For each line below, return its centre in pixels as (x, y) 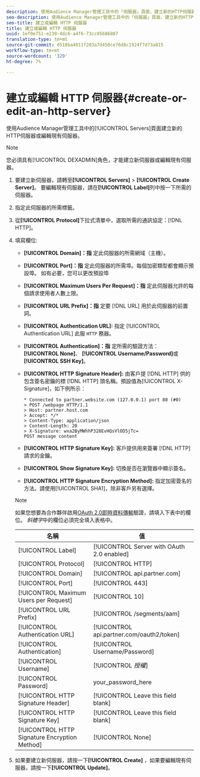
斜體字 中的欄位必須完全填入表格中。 (71, 520)
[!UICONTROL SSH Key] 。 (56, 361)
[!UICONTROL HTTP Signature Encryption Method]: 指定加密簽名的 (108, 481)
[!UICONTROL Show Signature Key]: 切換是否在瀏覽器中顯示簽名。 (106, 468)
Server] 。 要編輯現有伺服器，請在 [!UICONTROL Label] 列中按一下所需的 (103, 188)
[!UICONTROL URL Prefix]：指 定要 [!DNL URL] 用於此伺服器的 (101, 306)
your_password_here (122, 682)
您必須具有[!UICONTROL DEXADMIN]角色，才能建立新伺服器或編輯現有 (94, 160)
